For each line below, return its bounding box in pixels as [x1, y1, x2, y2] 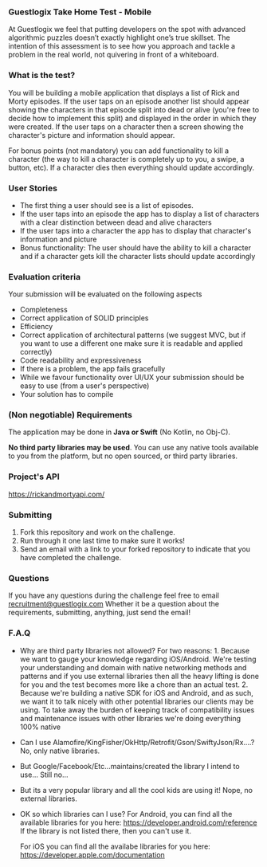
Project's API [8, 471, 60, 482]
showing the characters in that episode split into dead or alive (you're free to [8, 104, 260, 114]
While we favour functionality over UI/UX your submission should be [19, 373, 245, 382]
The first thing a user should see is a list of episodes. [19, 200, 194, 210]
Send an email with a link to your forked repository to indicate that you [19, 544, 251, 554]
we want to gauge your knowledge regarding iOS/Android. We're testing [19, 654, 257, 664]
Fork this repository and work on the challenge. [19, 528, 175, 537]
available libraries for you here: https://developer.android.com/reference [19, 818, 257, 827]
